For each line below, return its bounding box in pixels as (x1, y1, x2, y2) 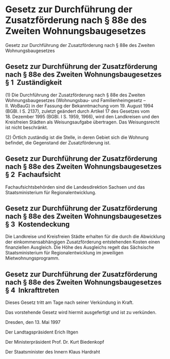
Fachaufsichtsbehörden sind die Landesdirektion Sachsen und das (5, 184, 145, 190)
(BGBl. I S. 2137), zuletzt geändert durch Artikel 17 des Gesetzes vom (5, 108, 150, 114)
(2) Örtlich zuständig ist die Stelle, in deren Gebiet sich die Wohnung (5, 134, 149, 140)
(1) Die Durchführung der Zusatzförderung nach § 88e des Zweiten (5, 92, 146, 98)
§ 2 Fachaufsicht (5, 170, 61, 179)
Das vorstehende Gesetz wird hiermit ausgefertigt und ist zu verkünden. (5, 310, 157, 316)
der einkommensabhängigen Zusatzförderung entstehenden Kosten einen (5, 239, 160, 245)
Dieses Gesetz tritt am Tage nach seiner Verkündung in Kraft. (5, 299, 134, 305)
